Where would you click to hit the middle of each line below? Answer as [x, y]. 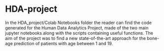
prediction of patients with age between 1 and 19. [63, 43]
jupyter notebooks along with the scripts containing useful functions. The [79, 33]
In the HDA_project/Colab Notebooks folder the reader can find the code [79, 23]
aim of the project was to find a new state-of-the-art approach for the [76, 38]
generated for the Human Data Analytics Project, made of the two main [77, 27]
